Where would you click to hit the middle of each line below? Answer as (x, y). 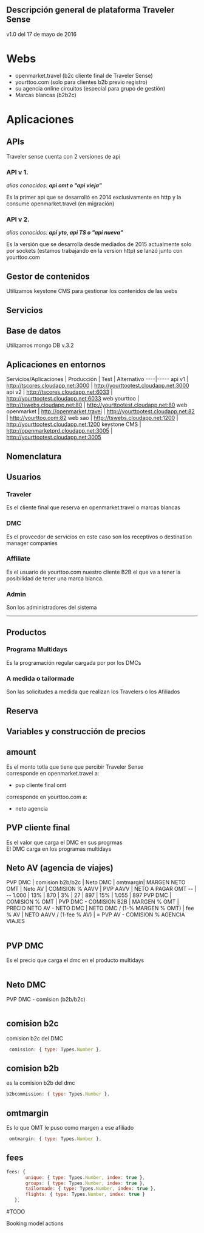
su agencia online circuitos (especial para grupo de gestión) (90, 88)
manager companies (32, 543)
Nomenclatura (34, 456)
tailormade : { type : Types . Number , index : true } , (90, 1189)
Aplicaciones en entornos (56, 364)
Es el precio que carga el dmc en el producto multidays (75, 960)
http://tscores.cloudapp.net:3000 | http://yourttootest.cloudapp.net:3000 (98, 386)
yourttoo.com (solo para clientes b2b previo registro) (81, 82)
